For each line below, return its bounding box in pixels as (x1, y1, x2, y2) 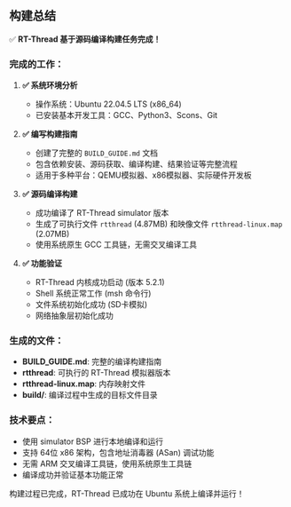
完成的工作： (9, 58, 65, 70)
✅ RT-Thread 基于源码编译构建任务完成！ (9, 34, 161, 44)
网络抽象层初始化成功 (35, 310, 114, 321)
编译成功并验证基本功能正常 (21, 469, 124, 479)
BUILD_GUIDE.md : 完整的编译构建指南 (21, 356, 162, 367)
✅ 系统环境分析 (21, 80, 78, 91)
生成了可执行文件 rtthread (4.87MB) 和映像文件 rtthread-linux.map (35, 218, 283, 229)
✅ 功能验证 (21, 258, 62, 269)
